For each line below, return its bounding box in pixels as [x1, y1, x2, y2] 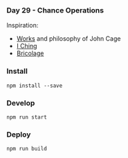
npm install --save [6, 82, 63, 89]
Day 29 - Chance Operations [6, 6, 104, 15]
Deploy [6, 130, 31, 139]
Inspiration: [6, 21, 39, 30]
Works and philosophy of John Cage [16, 34, 121, 43]
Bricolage [16, 49, 44, 57]
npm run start [6, 113, 48, 121]
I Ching [16, 42, 37, 50]
